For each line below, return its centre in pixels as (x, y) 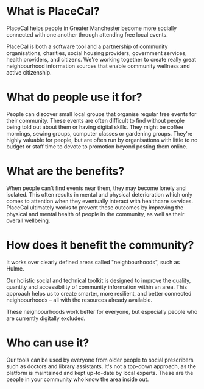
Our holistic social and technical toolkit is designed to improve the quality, (99, 280)
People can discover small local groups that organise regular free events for (101, 114)
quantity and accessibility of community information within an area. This (97, 287)
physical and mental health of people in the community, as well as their (95, 214)
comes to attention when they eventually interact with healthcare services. (100, 201)
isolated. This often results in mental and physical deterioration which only (100, 194)
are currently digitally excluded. (46, 318)
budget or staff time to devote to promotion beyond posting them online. (97, 146)
